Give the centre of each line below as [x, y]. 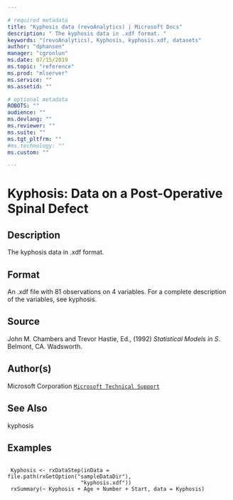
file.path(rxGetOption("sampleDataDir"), [70, 477]
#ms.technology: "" [36, 146]
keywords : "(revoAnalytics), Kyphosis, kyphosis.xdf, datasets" [104, 40]
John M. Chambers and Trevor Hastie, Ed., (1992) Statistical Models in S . [114, 338]
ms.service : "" [30, 80]
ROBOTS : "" [23, 106]
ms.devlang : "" [30, 119]
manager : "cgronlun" [38, 53]
